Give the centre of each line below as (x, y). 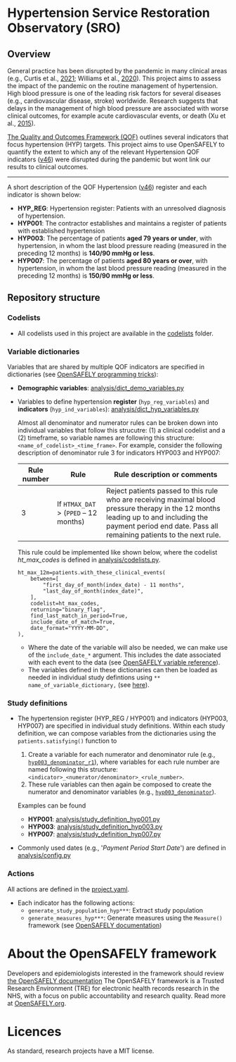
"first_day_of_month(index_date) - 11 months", (114, 585)
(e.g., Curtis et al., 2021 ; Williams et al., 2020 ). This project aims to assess (114, 78)
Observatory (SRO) (64, 28)
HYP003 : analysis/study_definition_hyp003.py (95, 827)
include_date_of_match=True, (73, 622)
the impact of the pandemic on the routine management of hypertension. (113, 86)
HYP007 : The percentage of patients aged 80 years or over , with (113, 261)
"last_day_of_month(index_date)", (93, 591)
